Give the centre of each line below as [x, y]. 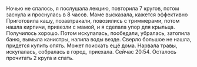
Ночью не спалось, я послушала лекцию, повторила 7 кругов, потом [93, 8]
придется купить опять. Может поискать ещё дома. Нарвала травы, [92, 45]
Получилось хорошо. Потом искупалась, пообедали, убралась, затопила [98, 33]
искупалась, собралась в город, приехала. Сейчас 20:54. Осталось [91, 52]
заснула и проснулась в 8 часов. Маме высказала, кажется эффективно [97, 15]
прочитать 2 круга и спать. [40, 58]
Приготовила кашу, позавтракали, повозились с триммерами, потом [93, 21]
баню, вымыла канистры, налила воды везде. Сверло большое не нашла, [99, 39]
